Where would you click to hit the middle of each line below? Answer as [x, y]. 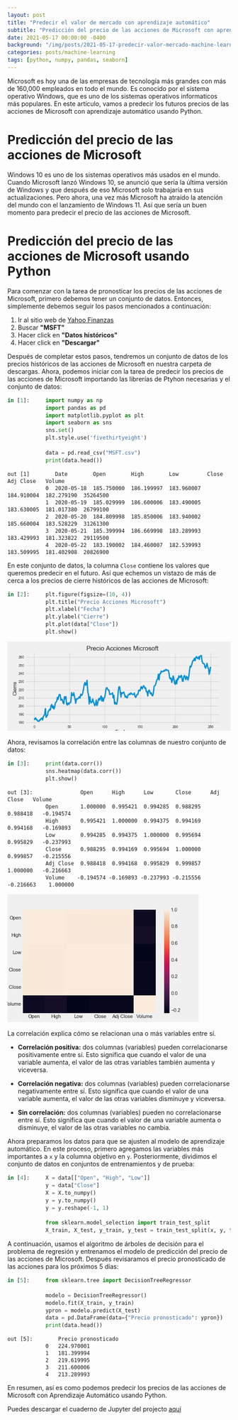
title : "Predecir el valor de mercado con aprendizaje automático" [109, 22]
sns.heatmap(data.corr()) [83, 771]
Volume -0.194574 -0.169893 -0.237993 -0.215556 [123, 878]
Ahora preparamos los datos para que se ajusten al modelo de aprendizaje [116, 1142]
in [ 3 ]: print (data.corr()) [55, 764]
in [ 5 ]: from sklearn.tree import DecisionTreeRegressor [100, 1281]
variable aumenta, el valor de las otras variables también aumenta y [116, 1063]
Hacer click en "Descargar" [59, 342]
